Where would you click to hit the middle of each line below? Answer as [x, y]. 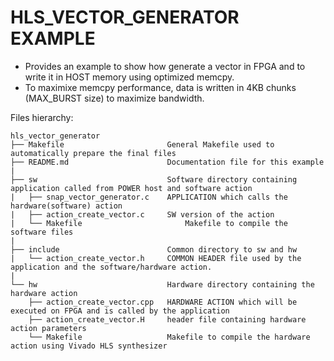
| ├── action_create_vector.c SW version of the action [142, 214]
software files [42, 232]
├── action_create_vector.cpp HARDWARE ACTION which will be [163, 302]
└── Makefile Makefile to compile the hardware [169, 337]
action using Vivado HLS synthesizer [89, 346]
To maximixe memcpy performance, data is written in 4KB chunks [160, 87]
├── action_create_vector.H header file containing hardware [167, 319]
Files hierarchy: [42, 117]
